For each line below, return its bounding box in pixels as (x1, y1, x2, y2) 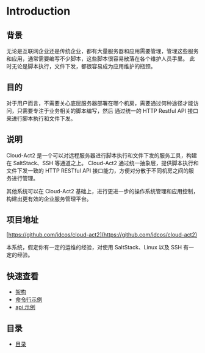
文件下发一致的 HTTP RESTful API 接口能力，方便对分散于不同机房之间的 (6, 166, 189, 174)
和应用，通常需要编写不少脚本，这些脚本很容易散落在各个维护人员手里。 (6, 55, 188, 62)
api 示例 (15, 304, 35, 311)
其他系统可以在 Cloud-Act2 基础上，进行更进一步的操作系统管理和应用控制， (6, 187, 199, 194)
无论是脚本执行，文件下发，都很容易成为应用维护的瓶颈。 (11, 63, 156, 70)
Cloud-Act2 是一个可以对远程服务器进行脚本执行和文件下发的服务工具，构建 (6, 151, 197, 159)
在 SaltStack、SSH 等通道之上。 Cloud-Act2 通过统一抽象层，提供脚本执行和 (6, 159, 199, 166)
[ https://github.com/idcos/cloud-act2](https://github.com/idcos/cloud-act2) (6, 231, 197, 238)
